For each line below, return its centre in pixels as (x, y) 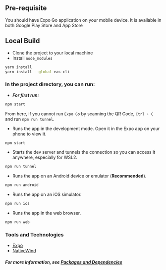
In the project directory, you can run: (50, 85)
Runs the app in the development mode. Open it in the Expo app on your (86, 129)
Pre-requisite (26, 8)
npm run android (22, 185)
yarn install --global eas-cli (37, 72)
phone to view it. (29, 134)
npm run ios (17, 204)
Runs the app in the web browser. (47, 213)
